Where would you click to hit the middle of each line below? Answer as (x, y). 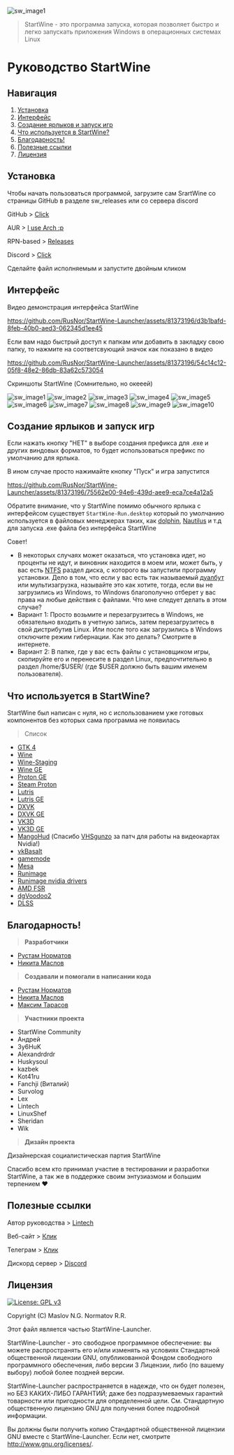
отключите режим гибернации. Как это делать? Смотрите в (107, 637)
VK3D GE (31, 829)
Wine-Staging (37, 762)
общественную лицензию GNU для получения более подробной (103, 1408)
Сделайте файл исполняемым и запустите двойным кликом (97, 268)
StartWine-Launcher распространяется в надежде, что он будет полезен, (116, 1386)
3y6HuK (29, 1047)
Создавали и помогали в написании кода (88, 977)
